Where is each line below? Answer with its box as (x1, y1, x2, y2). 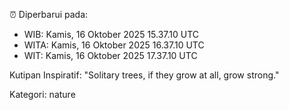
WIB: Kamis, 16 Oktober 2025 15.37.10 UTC (23, 29, 200, 40)
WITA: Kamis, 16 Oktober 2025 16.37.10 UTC (23, 39, 205, 51)
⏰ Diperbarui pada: (9, 9, 89, 20)
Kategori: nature (9, 89, 76, 100)
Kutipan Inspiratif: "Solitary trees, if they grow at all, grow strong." (9, 69, 280, 81)
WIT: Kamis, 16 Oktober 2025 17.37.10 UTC (23, 50, 198, 61)
